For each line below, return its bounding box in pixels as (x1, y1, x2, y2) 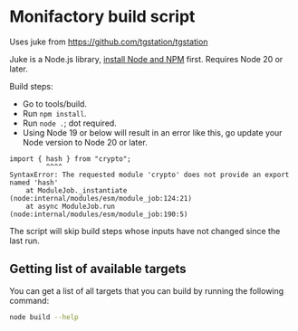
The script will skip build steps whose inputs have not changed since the (9, 225, 281, 236)
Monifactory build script (9, 6, 196, 27)
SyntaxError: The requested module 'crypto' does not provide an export (9, 170, 290, 179)
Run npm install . (22, 108, 88, 118)
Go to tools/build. (22, 98, 88, 109)
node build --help (9, 312, 79, 322)
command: (9, 295, 50, 306)
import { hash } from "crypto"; (9, 154, 131, 164)
